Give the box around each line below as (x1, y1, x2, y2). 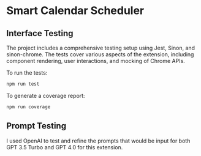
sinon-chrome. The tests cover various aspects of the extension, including (6, 51, 194, 58)
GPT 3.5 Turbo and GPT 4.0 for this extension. (6, 143, 123, 150)
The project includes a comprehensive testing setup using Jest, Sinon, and (6, 44, 195, 51)
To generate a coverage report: (6, 92, 85, 99)
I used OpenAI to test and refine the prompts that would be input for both (6, 137, 191, 144)
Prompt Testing (6, 121, 66, 132)
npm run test (6, 81, 40, 87)
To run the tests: (6, 69, 48, 76)
